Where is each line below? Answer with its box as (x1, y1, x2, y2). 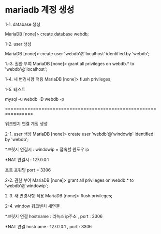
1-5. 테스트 (5, 86, 26, 92)
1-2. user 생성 (5, 41, 31, 47)
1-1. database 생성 (5, 21, 41, 27)
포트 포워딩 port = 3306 (5, 167, 51, 172)
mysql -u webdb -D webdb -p (5, 96, 64, 102)
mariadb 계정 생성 (5, 4, 74, 16)
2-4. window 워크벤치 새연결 (5, 203, 60, 209)
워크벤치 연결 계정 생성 (5, 121, 48, 126)
